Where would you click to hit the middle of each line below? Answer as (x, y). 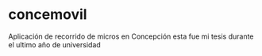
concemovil (48, 15)
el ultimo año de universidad (54, 44)
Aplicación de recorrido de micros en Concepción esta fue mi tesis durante (131, 36)
